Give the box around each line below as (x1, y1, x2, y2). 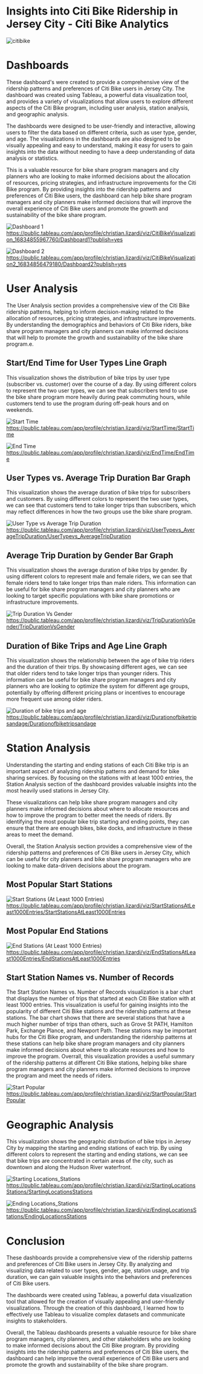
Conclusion (6, 1234, 65, 1248)
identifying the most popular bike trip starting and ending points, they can (6, 818, 189, 825)
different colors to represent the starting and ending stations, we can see (6, 1151, 188, 1158)
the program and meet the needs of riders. (6, 1072, 112, 1079)
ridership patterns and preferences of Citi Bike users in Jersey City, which (6, 849, 190, 856)
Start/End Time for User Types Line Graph (6, 358, 167, 368)
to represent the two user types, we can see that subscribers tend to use (6, 386, 188, 394)
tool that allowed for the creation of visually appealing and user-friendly (6, 1298, 185, 1306)
